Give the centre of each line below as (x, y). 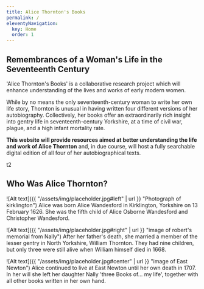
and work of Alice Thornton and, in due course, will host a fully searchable (101, 146)
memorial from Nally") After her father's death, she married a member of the (102, 236)
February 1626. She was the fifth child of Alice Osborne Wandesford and (97, 211)
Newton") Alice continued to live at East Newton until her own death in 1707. (101, 268)
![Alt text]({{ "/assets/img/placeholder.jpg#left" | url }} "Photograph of (94, 199)
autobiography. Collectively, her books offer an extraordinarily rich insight (99, 115)
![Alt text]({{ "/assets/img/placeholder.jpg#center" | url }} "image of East (97, 261)
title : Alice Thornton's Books (46, 12)
